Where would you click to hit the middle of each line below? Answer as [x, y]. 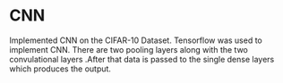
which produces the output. [60, 69]
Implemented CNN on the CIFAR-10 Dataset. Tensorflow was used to [136, 40]
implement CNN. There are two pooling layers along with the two [129, 49]
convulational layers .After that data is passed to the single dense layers [142, 59]
